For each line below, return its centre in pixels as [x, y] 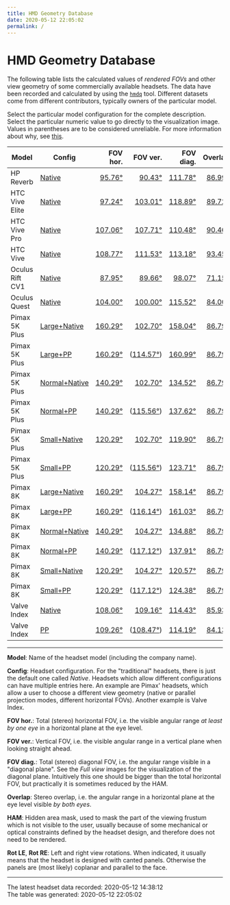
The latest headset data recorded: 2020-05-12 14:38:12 [85, 887]
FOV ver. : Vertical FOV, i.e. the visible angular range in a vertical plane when [115, 742]
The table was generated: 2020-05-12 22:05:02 [75, 895]
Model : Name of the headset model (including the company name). [102, 658]
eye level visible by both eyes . [49, 805]
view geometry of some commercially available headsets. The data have [109, 87]
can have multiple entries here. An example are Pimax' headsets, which [108, 686]
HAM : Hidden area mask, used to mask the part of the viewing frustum [107, 818]
